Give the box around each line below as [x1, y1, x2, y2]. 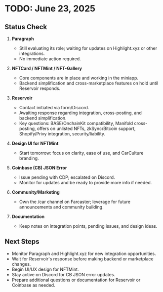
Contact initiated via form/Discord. [19, 105, 89, 110]
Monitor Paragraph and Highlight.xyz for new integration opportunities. [11, 250, 156, 256]
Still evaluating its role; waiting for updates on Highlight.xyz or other [19, 45, 158, 51]
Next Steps [4, 238, 40, 246]
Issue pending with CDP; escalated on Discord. [19, 174, 115, 180]
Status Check [4, 23, 47, 31]
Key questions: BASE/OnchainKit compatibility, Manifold [19, 121, 133, 126]
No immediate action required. [19, 56, 81, 62]
